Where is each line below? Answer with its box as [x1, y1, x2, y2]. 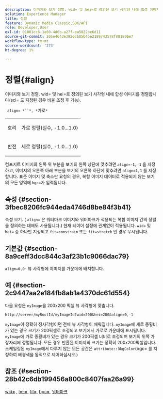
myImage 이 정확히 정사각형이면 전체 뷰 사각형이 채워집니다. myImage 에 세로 [5, 321, 144, 327]
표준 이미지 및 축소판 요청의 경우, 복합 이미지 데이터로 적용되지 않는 [19, 174, 146, 179]
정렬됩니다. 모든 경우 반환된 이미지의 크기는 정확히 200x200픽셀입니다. [21, 339, 157, 345]
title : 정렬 [5, 16, 28, 21]
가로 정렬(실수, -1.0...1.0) [21, 125, 79, 131]
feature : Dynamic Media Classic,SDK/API [5, 20, 88, 26]
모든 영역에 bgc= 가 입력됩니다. [10, 180, 67, 186]
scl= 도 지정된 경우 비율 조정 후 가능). [10, 97, 81, 103]
